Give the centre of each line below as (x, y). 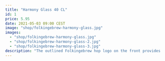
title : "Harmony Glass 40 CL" (36, 10)
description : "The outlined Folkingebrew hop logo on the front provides (83, 51)
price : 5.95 (17, 19)
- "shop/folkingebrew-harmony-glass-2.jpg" (55, 42)
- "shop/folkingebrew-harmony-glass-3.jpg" (55, 46)
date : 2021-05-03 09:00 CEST (35, 23)
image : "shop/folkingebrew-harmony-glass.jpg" (54, 28)
